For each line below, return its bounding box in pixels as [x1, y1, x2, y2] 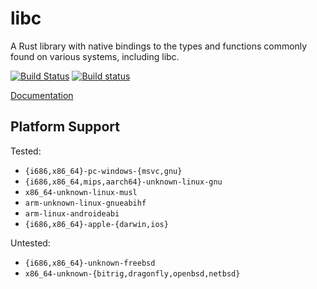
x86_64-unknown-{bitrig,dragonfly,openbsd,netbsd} [24, 268, 241, 279]
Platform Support [10, 118, 120, 136]
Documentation [10, 89, 74, 101]
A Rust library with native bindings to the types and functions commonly [10, 40, 308, 52]
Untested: [10, 237, 51, 249]
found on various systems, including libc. [10, 50, 180, 62]
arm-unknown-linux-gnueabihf [24, 198, 147, 208]
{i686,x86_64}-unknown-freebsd [24, 258, 156, 268]
